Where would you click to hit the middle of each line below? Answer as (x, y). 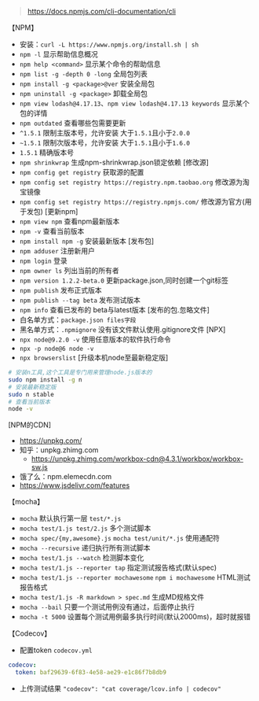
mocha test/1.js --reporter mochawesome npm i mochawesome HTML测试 (135, 577)
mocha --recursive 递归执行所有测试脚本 (85, 548)
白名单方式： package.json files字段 (78, 319)
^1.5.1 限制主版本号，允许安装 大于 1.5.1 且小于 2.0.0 (105, 133)
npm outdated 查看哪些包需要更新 (73, 123)
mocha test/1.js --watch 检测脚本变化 (82, 558)
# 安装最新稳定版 (32, 387)
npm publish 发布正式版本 (60, 290)
